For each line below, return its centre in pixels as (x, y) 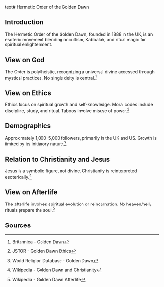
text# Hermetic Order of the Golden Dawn (47, 7)
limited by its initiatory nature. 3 (36, 143)
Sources (18, 225)
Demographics (28, 126)
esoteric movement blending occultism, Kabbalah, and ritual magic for (76, 39)
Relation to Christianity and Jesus (58, 159)
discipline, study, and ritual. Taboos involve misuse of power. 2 (67, 110)
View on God (25, 60)
